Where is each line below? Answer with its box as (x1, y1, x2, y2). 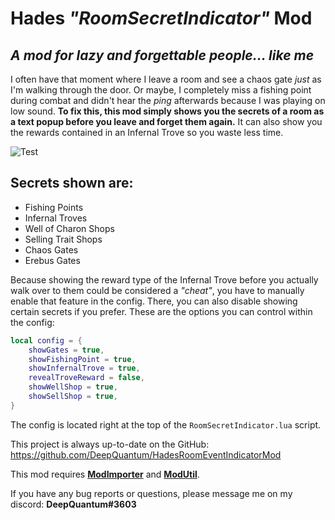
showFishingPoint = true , (28, 354, 137, 364)
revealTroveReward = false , (28, 373, 145, 383)
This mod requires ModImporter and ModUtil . (10, 468, 200, 480)
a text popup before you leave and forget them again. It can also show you (10, 116, 323, 127)
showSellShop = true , (28, 392, 118, 402)
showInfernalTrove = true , (28, 363, 141, 374)
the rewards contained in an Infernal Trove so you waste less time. (10, 127, 284, 138)
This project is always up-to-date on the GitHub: (10, 438, 210, 450)
